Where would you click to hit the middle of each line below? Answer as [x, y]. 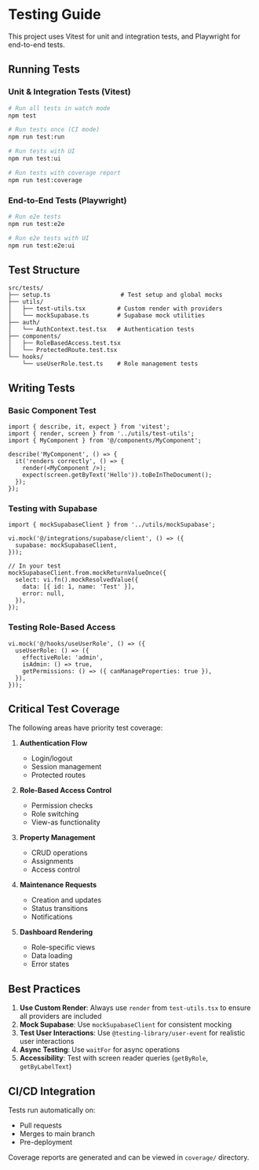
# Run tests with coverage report [65, 172]
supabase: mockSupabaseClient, [66, 546]
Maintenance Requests [58, 885]
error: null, [44, 594]
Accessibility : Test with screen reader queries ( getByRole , [113, 1058]
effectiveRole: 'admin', [63, 657]
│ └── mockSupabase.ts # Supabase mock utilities [107, 316]
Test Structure [44, 270]
